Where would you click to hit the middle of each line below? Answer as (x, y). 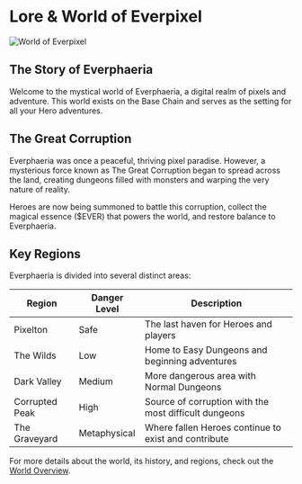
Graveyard (36, 439)
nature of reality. (40, 189)
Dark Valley (38, 381)
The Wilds (35, 355)
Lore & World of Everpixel (106, 17)
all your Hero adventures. (56, 111)
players (160, 336)
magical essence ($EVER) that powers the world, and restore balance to (142, 216)
